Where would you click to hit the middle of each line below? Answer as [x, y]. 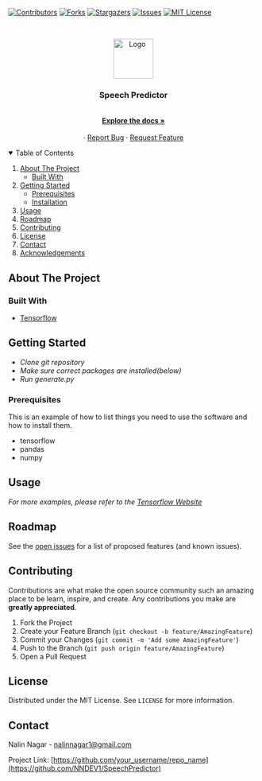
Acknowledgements [52, 253]
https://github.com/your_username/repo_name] [131, 760]
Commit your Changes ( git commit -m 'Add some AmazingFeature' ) [129, 639]
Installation [49, 202]
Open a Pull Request [53, 656]
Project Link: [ [31, 760]
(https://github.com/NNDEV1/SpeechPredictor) [85, 768]
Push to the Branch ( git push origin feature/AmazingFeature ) [122, 647]
